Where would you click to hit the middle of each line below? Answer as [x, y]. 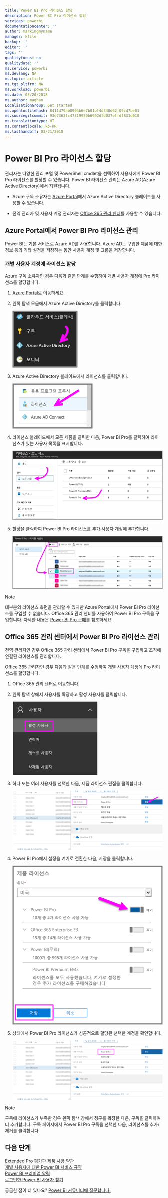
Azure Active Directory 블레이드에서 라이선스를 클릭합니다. [70, 376]
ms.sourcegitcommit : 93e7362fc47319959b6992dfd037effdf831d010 [72, 116]
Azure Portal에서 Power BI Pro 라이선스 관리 [72, 231]
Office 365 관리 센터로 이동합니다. [46, 684]
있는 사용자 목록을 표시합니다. [54, 443]
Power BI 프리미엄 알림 [28, 1173]
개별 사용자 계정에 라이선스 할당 [41, 264]
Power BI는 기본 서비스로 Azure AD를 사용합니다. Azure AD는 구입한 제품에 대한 [84, 244]
